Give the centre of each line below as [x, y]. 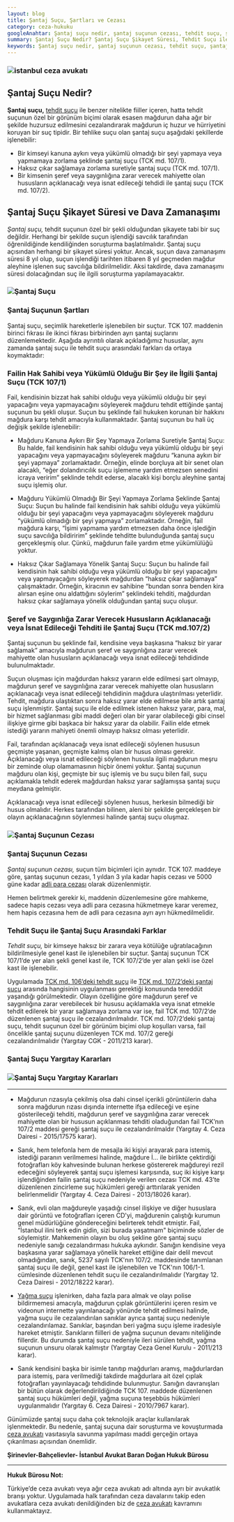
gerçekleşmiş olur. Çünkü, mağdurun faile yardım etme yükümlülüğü [115, 543]
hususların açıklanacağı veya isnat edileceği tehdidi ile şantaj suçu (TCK [120, 183]
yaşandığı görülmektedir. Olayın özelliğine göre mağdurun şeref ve [102, 996]
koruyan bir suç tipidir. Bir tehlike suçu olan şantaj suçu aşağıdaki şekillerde [115, 132]
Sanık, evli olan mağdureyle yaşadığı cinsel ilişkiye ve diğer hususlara [117, 1208]
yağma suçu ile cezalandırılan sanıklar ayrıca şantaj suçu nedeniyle [114, 1318]
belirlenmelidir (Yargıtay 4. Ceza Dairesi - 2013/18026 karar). [104, 1195]
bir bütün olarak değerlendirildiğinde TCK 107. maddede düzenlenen [115, 1391]
